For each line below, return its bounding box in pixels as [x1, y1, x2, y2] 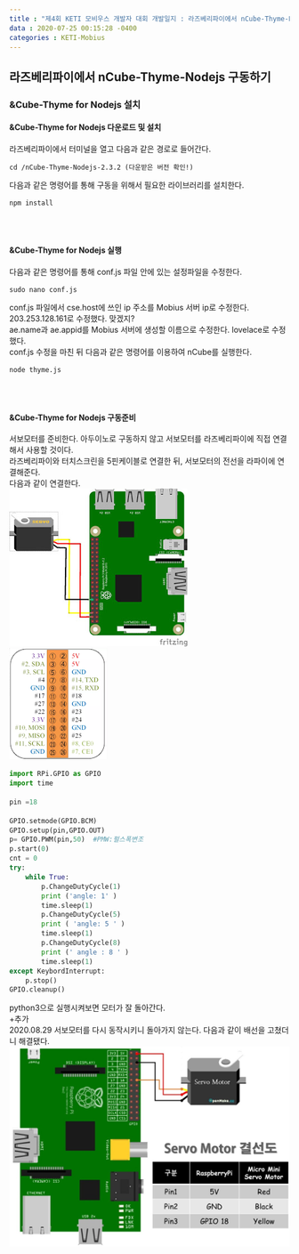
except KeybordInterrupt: [9, 967, 105, 975]
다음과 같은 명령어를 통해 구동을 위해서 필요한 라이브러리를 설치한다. [9, 179, 245, 190]
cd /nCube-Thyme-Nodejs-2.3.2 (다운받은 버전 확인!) [9, 163, 194, 172]
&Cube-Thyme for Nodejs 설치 [9, 98, 141, 110]
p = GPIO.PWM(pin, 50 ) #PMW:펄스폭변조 [9, 835, 144, 845]
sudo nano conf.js [9, 286, 77, 295]
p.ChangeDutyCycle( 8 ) [41, 939, 122, 948]
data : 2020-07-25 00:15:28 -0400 [9, 23, 138, 33]
